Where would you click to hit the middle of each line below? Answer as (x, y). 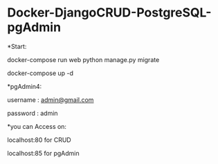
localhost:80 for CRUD (39, 140)
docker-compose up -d (40, 73)
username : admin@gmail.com (51, 100)
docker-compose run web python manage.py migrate (83, 59)
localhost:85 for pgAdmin (43, 153)
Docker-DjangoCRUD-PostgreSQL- (109, 13)
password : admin (33, 113)
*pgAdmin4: (25, 86)
